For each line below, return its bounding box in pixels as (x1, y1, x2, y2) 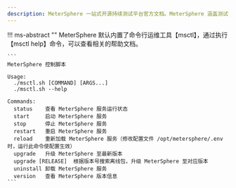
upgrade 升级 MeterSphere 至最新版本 (13, 150, 123, 157)
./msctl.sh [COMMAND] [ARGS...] (13, 79, 109, 87)
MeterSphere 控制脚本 (7, 61, 67, 68)
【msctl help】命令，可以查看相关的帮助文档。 (7, 39, 142, 48)
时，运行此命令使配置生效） (7, 142, 76, 150)
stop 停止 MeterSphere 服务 (13, 120, 107, 127)
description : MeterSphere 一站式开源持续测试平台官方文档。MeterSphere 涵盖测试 (7, 10, 228, 18)
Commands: (7, 98, 37, 105)
